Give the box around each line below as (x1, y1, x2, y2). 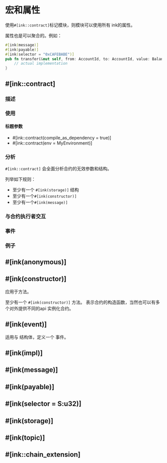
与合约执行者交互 (5, 213, 46, 220)
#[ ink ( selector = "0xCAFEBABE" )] (5, 52, 75, 57)
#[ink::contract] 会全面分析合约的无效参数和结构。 (5, 165, 112, 171)
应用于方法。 (5, 289, 31, 295)
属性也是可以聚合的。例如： (5, 32, 62, 38)
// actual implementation (14, 61, 68, 66)
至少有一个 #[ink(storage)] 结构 (12, 186, 80, 192)
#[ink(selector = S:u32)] (5, 400, 82, 408)
